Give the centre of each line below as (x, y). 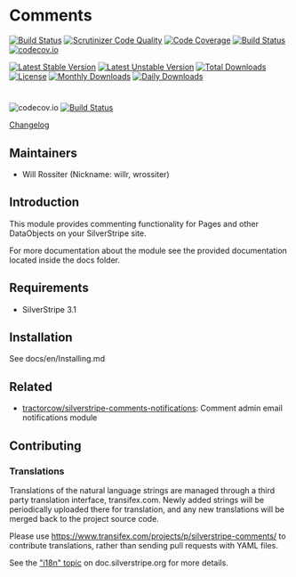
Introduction (44, 203)
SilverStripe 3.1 (49, 309)
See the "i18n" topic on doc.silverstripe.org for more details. (119, 563)
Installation (41, 337)
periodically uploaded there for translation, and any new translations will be (147, 509)
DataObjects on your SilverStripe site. (78, 233)
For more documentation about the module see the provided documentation (148, 250)
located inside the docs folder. (64, 260)
